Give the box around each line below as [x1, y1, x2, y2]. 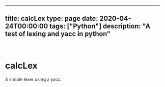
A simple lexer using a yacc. [5, 76, 62, 82]
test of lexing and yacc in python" [5, 30, 110, 38]
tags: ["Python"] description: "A [49, 22, 151, 30]
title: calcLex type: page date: [5, 14, 98, 23]
